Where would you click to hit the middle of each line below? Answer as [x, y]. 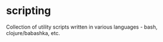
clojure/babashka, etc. [33, 33]
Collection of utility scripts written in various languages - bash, [82, 27]
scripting [28, 11]
